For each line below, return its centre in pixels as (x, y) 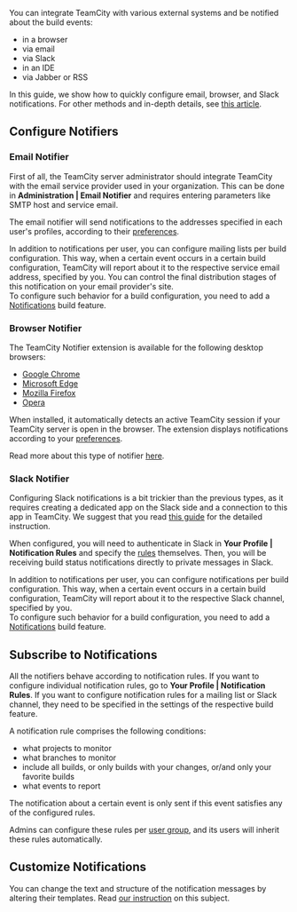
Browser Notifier (46, 328)
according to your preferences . (66, 438)
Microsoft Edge (50, 383)
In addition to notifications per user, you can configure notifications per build (149, 580)
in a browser (45, 40)
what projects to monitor (67, 749)
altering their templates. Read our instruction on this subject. (120, 898)
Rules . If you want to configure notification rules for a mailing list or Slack (143, 695)
